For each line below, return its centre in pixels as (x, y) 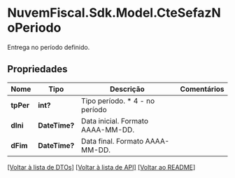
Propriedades (37, 69)
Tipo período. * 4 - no (118, 101)
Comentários (202, 89)
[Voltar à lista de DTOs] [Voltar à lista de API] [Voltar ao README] (101, 167)
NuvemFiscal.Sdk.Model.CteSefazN (114, 13)
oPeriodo (34, 28)
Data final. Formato (113, 141)
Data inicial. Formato (115, 121)
